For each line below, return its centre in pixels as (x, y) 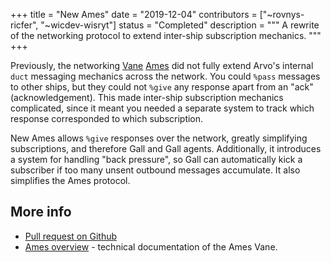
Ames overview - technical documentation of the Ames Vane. (151, 246)
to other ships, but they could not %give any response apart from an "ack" (162, 87)
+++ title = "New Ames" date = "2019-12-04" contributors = (134, 14)
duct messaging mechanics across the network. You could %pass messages (165, 76)
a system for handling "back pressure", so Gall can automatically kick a (156, 159)
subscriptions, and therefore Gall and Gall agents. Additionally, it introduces (166, 148)
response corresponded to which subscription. (107, 118)
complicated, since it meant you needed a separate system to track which (162, 108)
